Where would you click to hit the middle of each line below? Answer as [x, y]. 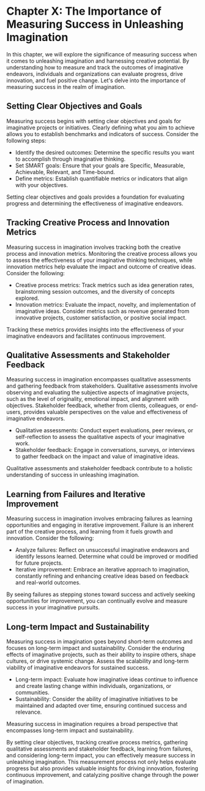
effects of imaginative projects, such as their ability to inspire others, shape [101, 655]
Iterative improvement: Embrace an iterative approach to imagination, [102, 570]
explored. [27, 298]
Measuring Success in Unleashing [95, 24]
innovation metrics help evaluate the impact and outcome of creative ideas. [101, 266]
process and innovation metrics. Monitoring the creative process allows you [102, 253]
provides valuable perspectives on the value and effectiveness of [106, 412]
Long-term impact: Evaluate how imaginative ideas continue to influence [106, 679]
